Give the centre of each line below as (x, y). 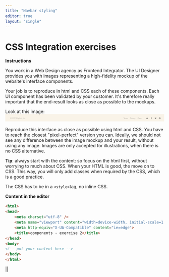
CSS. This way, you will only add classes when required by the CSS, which (83, 172)
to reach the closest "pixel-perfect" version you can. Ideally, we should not (83, 135)
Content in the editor (27, 196)
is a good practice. (25, 177)
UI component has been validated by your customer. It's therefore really (80, 96)
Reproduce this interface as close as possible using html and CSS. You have (84, 130)
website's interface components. (39, 81)
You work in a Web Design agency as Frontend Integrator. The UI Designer (82, 71)
